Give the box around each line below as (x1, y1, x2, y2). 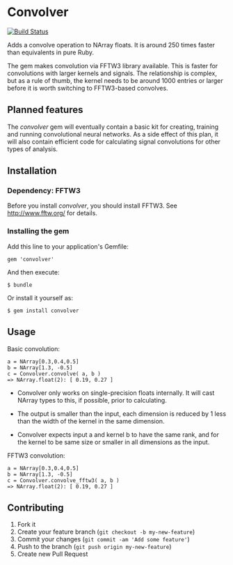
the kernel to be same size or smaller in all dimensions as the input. (17, 438, 210, 446)
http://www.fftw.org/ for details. (7, 209, 97, 217)
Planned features (7, 104, 83, 116)
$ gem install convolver (7, 307, 79, 314)
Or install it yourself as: (7, 293, 73, 302)
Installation (7, 165, 57, 177)
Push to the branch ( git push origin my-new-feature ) (17, 543, 172, 551)
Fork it (17, 520, 36, 529)
